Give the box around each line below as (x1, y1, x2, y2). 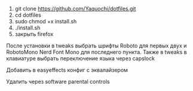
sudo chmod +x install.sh (14, 18, 77, 25)
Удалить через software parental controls (6, 78, 110, 85)
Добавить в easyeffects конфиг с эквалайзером (6, 66, 128, 74)
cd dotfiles (14, 11, 42, 19)
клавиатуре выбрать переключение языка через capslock (6, 55, 155, 62)
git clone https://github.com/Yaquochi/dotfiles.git (14, 5, 136, 12)
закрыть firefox (14, 31, 54, 38)
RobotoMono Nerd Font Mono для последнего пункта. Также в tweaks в (6, 48, 187, 56)
